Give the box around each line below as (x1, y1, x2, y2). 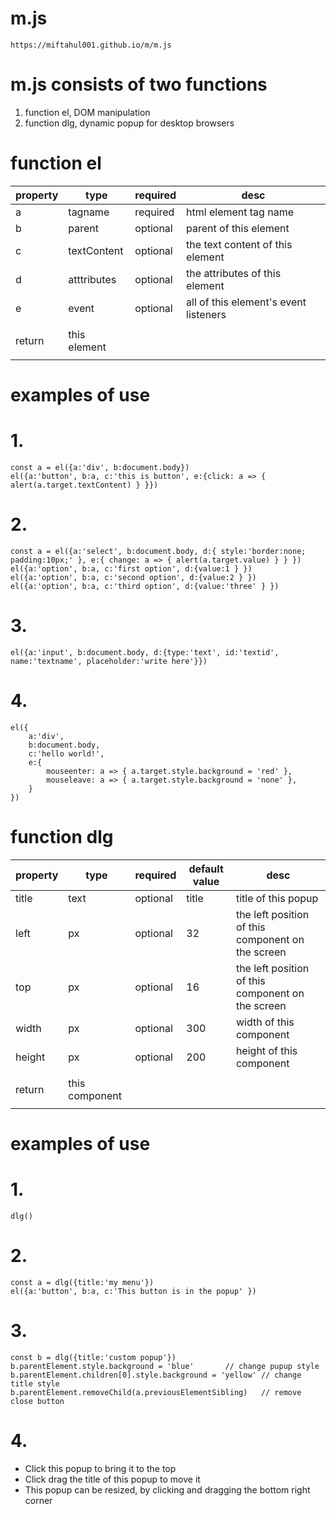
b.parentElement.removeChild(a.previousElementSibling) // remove (10, 1387, 302, 1397)
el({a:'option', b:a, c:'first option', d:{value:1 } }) (10, 563, 253, 574)
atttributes (68, 272, 117, 286)
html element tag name (186, 205, 294, 219)
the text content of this (186, 237, 293, 251)
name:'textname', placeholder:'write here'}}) (10, 656, 208, 666)
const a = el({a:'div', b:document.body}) (10, 462, 190, 472)
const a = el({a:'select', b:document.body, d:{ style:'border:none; (10, 546, 307, 556)
